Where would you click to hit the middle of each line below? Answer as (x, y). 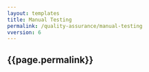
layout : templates (33, 13)
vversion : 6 (24, 32)
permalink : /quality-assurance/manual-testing (75, 26)
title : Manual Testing (39, 20)
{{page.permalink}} (50, 59)
